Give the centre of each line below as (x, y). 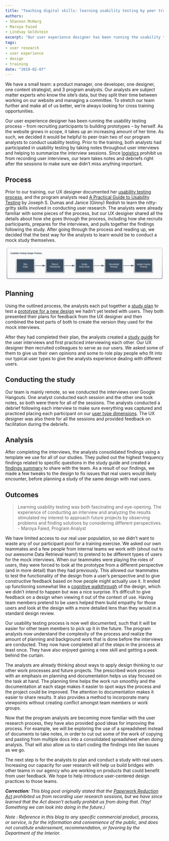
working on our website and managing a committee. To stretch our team (80, 101)
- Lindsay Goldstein (27, 32)
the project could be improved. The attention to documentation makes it (80, 692)
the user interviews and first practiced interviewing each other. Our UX (78, 342)
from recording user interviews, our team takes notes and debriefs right (79, 159)
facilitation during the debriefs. (37, 424)
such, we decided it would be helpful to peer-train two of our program (77, 137)
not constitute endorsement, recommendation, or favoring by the (72, 828)
